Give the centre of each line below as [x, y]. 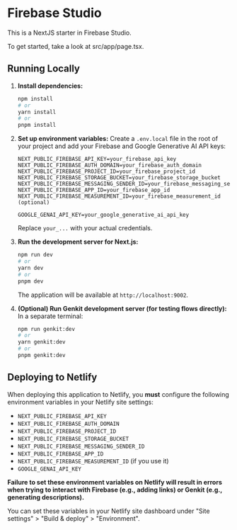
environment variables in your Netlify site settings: [81, 402]
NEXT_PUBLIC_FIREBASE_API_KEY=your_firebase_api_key [97, 159]
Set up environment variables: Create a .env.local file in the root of [117, 139]
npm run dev [35, 255]
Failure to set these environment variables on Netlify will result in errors [115, 482]
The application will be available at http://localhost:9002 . [103, 295]
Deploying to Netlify [52, 377]
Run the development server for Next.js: [78, 242]
